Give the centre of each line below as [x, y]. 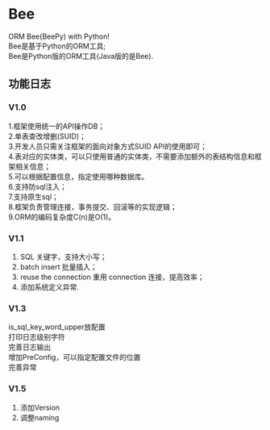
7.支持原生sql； [33, 196]
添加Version [40, 407]
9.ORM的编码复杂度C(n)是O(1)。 [62, 217]
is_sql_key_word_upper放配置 [57, 327]
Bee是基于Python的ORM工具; [57, 46]
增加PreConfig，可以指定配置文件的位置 [75, 357]
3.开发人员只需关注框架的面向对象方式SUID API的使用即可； [108, 146]
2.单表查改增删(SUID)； [48, 136]
